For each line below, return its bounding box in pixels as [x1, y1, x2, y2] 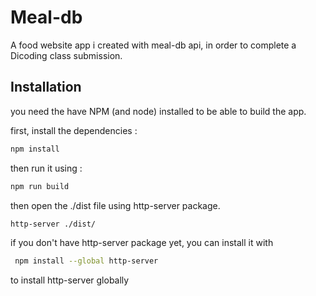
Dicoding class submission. [10, 49, 123, 61]
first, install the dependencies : [10, 124, 138, 136]
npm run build [10, 181, 70, 191]
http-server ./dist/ [10, 219, 97, 229]
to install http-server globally [10, 274, 130, 286]
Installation [10, 79, 82, 96]
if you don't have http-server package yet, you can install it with [10, 237, 274, 249]
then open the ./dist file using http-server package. [10, 199, 221, 211]
